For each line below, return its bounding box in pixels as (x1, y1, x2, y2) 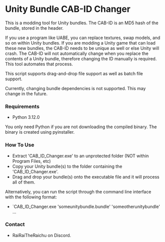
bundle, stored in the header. (5, 25, 64, 31)
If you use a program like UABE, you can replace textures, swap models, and (5, 35, 161, 41)
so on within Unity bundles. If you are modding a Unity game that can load (5, 40, 156, 46)
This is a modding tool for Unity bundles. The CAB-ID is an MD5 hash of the (5, 20, 159, 26)
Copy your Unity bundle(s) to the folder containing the (12, 163, 122, 169)
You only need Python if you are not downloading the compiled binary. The (5, 124, 157, 130)
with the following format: (5, 194, 57, 200)
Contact (5, 221, 25, 228)
